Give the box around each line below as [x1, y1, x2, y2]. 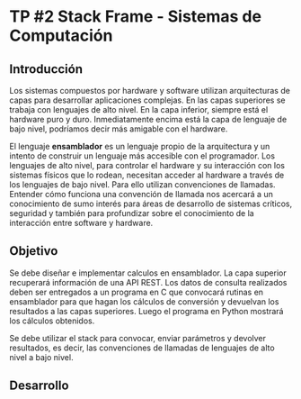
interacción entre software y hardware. [9, 218, 154, 228]
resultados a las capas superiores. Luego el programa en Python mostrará [9, 305, 284, 316]
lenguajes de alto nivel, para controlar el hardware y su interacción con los [9, 160, 286, 170]
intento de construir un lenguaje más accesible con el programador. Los [9, 150, 276, 161]
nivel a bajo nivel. [9, 351, 74, 362]
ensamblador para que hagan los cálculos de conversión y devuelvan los [9, 295, 279, 307]
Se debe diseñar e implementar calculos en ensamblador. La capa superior [9, 268, 287, 278]
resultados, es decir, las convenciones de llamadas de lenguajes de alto [9, 342, 276, 353]
